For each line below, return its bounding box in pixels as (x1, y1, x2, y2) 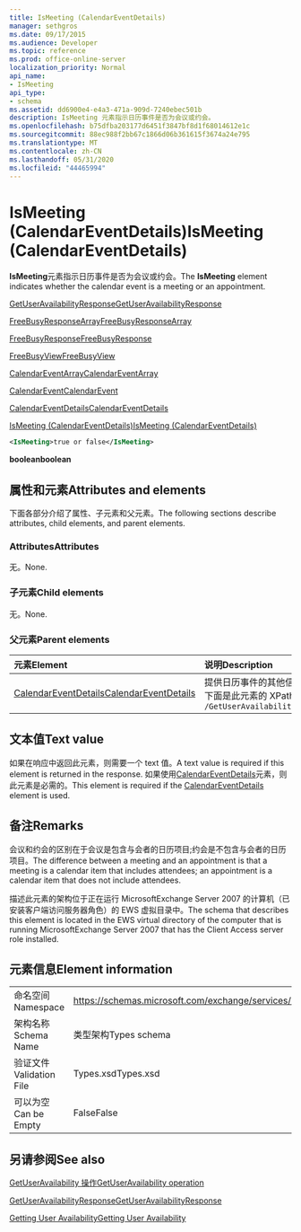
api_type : (9, 88, 47, 97)
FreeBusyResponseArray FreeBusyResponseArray (9, 316, 193, 327)
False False (73, 1106, 118, 1119)
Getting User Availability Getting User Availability (9, 1213, 186, 1224)
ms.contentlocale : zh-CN (9, 146, 102, 155)
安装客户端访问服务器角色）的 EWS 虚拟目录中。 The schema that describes (9, 904, 289, 915)
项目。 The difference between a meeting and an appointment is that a (9, 855, 268, 866)
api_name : (9, 72, 47, 81)
